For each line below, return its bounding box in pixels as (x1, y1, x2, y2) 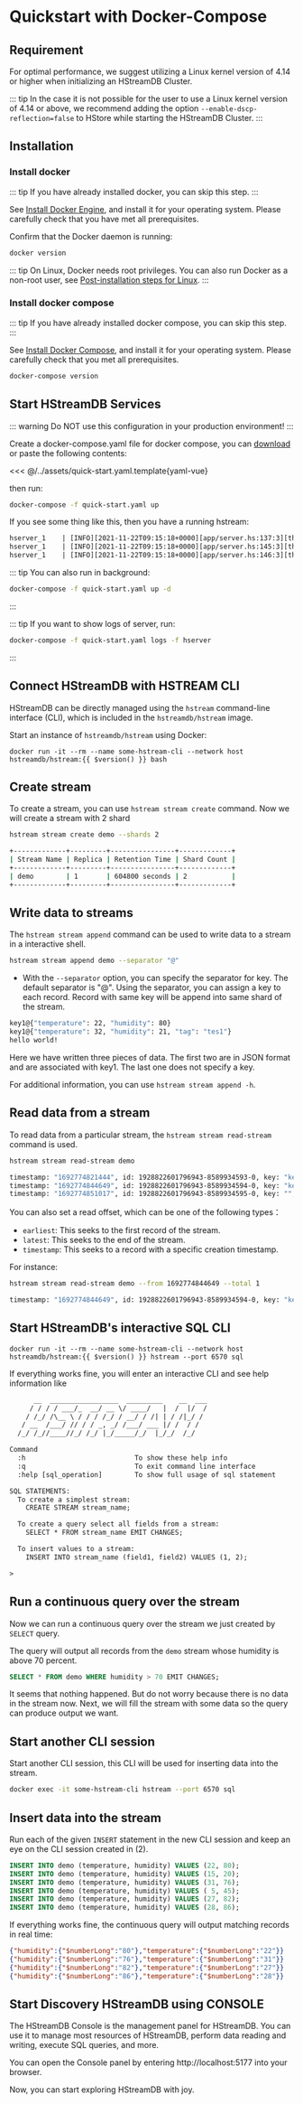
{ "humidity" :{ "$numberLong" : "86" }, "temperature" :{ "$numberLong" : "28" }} (9, 1971, 284, 1980)
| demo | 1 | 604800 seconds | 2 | (9, 872, 236, 881)
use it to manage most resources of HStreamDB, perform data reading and (9, 2030, 287, 2041)
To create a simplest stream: (17, 1495, 131, 1504)
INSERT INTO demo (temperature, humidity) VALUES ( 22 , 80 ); (9, 1861, 241, 1870)
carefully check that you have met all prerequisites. (9, 213, 199, 224)
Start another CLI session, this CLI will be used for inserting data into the (9, 1758, 279, 1769)
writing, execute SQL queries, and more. (9, 2040, 160, 2051)
